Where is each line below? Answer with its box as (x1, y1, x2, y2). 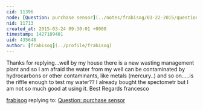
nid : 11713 (6, 20, 34, 26)
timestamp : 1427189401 (6, 31, 63, 37)
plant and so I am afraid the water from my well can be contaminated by (6, 65, 185, 73)
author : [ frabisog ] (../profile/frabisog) (6, 43, 112, 49)
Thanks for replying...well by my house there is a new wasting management (6, 59, 195, 66)
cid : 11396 (6, 8, 34, 15)
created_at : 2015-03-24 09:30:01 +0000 (6, 25, 107, 32)
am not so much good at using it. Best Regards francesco (6, 85, 149, 92)
